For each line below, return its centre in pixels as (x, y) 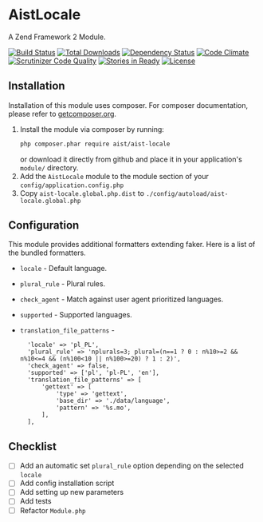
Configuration (44, 225)
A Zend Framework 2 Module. (57, 37)
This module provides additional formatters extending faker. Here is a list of (132, 245)
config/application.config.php (72, 185)
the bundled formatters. (47, 253)
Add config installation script (67, 483)
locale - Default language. (63, 269)
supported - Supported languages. (76, 315)
